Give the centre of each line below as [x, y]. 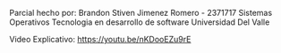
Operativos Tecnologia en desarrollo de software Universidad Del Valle [140, 22]
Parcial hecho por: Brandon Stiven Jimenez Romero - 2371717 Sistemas [141, 13]
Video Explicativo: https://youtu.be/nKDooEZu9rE [100, 39]
